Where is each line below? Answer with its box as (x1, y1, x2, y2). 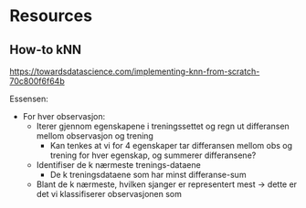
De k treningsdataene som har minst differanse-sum (49, 170, 247, 180)
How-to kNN (9, 42, 82, 57)
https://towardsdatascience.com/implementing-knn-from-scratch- (9, 66, 260, 77)
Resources (9, 5, 93, 26)
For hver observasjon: (22, 111, 106, 121)
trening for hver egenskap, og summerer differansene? (49, 150, 257, 161)
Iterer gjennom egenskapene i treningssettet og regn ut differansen (36, 120, 290, 131)
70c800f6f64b (9, 76, 66, 87)
